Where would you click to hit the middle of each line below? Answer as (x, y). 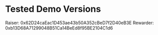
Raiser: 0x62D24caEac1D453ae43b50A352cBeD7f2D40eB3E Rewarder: (79, 23)
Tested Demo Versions (53, 9)
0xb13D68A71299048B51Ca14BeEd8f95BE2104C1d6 (59, 28)
